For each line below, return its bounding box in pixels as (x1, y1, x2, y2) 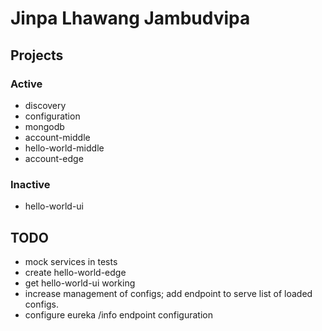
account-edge (24, 152, 84, 164)
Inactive (10, 177, 51, 191)
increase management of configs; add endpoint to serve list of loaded (24, 287, 313, 299)
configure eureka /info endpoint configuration (24, 308, 213, 321)
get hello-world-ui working (24, 277, 136, 289)
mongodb (24, 120, 65, 132)
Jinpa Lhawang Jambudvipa (10, 7, 251, 30)
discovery (24, 99, 67, 111)
